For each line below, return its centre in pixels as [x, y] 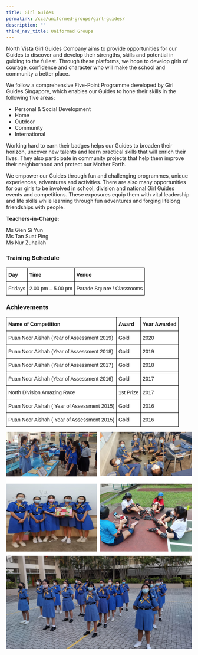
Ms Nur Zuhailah [26, 243]
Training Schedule [33, 258]
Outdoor [25, 122]
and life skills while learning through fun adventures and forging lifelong [93, 201]
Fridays [17, 288]
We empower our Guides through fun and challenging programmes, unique [97, 176]
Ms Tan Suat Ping [27, 237]
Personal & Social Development [53, 109]
